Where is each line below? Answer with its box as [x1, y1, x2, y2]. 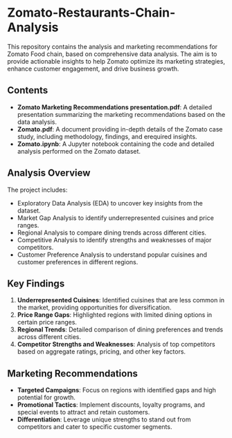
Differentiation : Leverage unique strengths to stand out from [17, 415, 191, 423]
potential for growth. [17, 393, 76, 402]
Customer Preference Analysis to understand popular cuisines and [17, 250, 208, 259]
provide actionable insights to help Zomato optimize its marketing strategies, [7, 57, 225, 65]
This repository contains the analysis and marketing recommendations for [7, 42, 218, 51]
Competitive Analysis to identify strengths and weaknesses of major [17, 235, 212, 244]
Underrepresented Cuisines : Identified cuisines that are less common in [17, 296, 225, 304]
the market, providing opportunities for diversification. [17, 303, 172, 312]
